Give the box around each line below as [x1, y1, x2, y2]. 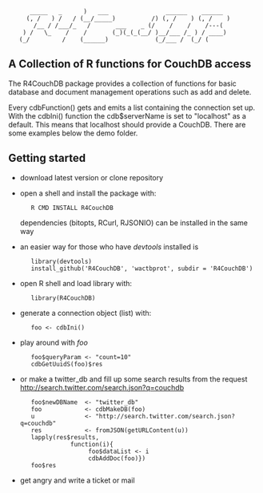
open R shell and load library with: [19, 278, 133, 288]
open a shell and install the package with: [19, 188, 157, 198]
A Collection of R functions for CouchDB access [8, 57, 252, 71]
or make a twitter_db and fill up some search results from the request [19, 374, 248, 384]
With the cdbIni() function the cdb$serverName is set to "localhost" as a [8, 111, 246, 120]
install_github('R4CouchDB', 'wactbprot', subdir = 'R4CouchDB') [30, 265, 253, 273]
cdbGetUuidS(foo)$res [30, 360, 103, 368]
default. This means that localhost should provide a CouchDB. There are [8, 119, 246, 129]
